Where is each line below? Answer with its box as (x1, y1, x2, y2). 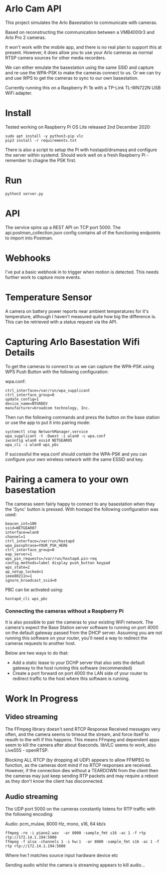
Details (5, 347, 35, 358)
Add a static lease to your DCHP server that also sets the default (12, 659, 145, 665)
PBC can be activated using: (5, 587, 63, 593)
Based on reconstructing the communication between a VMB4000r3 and (5, 29, 155, 35)
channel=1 (5, 534, 26, 539)
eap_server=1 (5, 552, 32, 557)
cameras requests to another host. (5, 640, 76, 646)
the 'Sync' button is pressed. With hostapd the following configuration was (5, 506, 159, 512)
